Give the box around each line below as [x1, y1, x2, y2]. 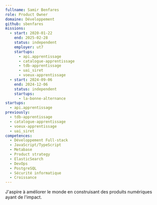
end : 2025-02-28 [14, 36, 48, 41]
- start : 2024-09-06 [9, 77, 52, 82]
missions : [5, 26, 26, 31]
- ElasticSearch [9, 156, 43, 161]
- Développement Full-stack [9, 138, 68, 143]
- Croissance [9, 175, 37, 180]
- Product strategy [9, 152, 50, 157]
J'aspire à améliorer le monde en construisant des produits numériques [5, 189, 152, 195]
